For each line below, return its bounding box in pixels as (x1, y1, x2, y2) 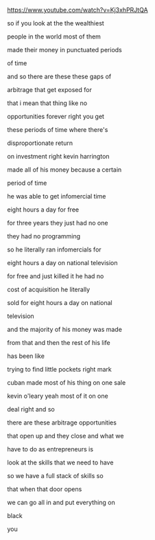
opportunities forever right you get (7, 113, 105, 120)
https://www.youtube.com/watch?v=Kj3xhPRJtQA (7, 6, 149, 14)
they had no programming (7, 232, 81, 240)
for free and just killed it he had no (7, 272, 104, 280)
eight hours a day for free (7, 205, 80, 214)
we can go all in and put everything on (7, 498, 115, 506)
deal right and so (7, 405, 55, 413)
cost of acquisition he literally (7, 285, 91, 293)
